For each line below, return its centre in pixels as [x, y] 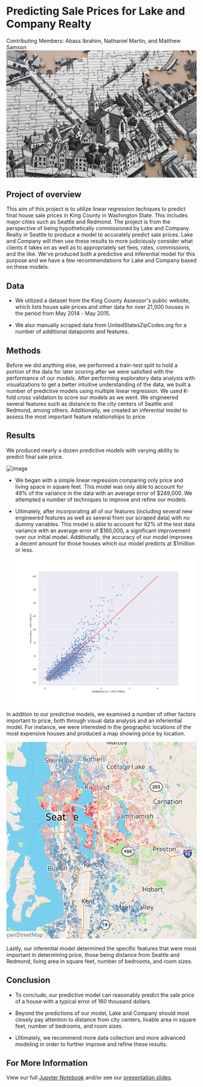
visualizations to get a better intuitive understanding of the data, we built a [99, 385]
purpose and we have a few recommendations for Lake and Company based [101, 260]
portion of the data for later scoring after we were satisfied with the [90, 372]
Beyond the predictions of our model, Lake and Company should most [102, 1013]
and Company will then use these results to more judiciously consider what [100, 241]
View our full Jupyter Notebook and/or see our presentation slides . [89, 1078]
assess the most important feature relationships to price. [76, 417]
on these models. [28, 267]
